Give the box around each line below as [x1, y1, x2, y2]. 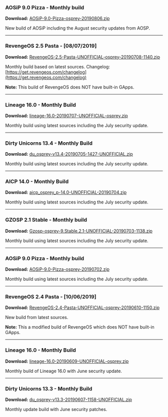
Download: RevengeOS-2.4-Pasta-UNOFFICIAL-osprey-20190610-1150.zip [5, 304, 160, 310]
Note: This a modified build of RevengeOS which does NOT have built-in [5, 324, 155, 330]
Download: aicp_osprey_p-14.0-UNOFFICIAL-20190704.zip [5, 189, 126, 195]
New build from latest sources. [5, 315, 68, 321]
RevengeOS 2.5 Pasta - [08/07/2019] [5, 42, 97, 49]
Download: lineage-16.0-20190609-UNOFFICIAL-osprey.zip [5, 358, 129, 364]
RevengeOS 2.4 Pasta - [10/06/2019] [5, 293, 96, 300]
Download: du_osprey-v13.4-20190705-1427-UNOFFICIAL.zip [5, 151, 133, 157]
